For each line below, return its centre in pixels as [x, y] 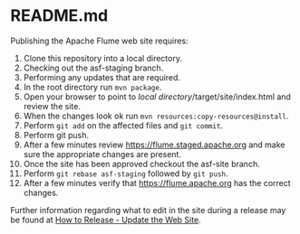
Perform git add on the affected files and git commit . [123, 125]
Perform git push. [56, 135]
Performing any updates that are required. [102, 77]
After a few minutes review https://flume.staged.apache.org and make [154, 145]
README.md [59, 16]
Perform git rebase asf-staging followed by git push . [126, 173]
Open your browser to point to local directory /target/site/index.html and [157, 97]
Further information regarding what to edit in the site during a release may [148, 210]
